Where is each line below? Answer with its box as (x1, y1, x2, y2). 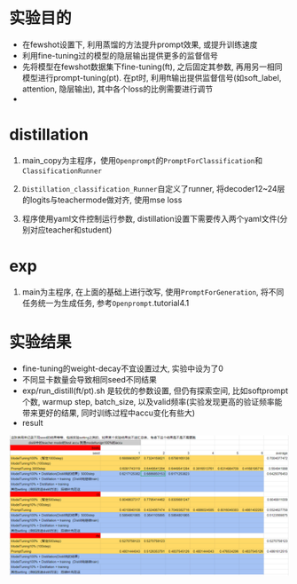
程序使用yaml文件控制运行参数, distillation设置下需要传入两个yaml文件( (21, 213, 281, 224)
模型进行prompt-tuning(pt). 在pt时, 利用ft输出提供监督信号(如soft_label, (21, 72, 282, 83)
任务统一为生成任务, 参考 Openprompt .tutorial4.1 (21, 297, 190, 308)
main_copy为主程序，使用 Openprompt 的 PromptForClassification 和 (21, 154, 263, 165)
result (21, 417, 43, 428)
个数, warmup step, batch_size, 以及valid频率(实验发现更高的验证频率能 (21, 396, 283, 406)
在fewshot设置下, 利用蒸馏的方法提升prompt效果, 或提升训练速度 (21, 39, 258, 50)
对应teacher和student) (29, 224, 113, 235)
